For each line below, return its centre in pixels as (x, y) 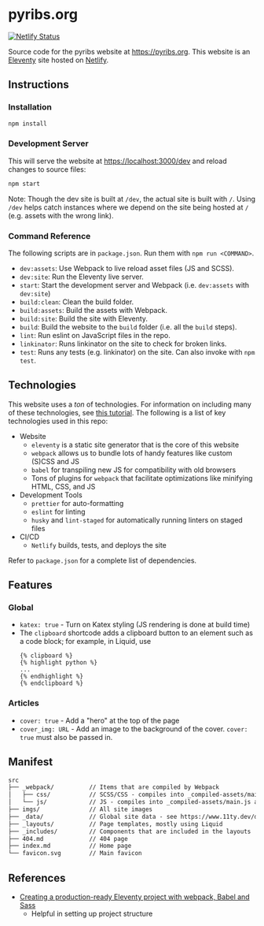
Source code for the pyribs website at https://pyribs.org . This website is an (129, 51)
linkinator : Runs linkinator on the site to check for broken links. (123, 344)
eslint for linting (58, 511)
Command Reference (49, 236)
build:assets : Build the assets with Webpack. (93, 310)
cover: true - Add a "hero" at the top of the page (99, 720)
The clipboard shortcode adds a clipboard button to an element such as (136, 633)
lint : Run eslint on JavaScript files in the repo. (95, 335)
